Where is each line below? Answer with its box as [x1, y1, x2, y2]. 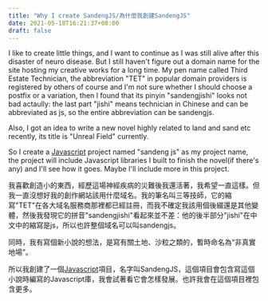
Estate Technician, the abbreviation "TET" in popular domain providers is [8, 73, 247, 84]
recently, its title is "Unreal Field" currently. [8, 132, 149, 141]
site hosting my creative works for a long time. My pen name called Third [8, 65, 248, 75]
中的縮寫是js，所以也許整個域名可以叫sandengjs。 [14, 220, 181, 230]
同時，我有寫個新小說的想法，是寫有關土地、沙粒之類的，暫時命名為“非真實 [8, 237, 257, 248]
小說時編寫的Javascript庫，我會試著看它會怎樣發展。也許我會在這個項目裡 [8, 275, 253, 284]
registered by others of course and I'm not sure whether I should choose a [8, 82, 253, 92]
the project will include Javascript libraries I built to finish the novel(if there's [8, 156, 259, 165]
